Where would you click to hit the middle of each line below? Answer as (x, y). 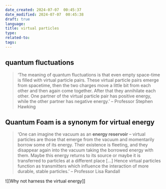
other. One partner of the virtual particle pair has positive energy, (84, 96)
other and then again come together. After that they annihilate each (86, 90)
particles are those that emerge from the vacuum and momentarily (86, 139)
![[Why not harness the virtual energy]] (45, 181)
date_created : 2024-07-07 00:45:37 (43, 10)
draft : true (17, 19)
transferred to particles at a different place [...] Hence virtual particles (89, 161)
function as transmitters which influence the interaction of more (83, 166)
